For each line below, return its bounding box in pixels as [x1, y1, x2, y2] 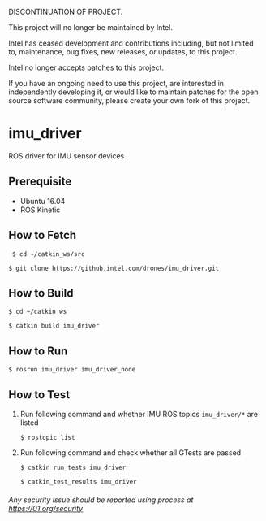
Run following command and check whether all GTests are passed [19, 448, 242, 458]
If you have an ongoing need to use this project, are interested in [8, 79, 225, 88]
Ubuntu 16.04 [19, 196, 66, 206]
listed [19, 418, 39, 428]
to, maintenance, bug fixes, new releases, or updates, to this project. [8, 47, 238, 56]
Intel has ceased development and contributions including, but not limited [8, 38, 254, 48]
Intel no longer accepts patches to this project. [8, 63, 165, 72]
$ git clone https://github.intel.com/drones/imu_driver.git [8, 264, 220, 272]
